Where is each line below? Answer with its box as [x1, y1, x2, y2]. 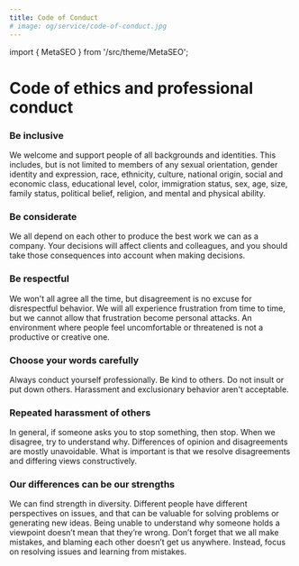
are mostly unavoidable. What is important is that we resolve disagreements [9, 446, 291, 457]
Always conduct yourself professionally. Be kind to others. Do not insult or [9, 374, 285, 385]
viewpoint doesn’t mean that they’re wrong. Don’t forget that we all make [9, 527, 279, 538]
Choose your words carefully [9, 353, 140, 366]
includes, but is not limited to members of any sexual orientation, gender [9, 159, 278, 169]
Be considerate [9, 210, 77, 223]
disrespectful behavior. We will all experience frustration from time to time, [9, 303, 286, 314]
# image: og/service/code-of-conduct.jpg [9, 22, 168, 31]
